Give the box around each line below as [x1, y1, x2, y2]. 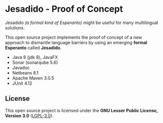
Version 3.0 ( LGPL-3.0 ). [5, 113, 54, 119]
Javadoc [12, 65, 30, 71]
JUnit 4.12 [12, 80, 33, 86]
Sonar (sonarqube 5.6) [12, 59, 58, 65]
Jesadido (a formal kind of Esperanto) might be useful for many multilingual [5, 20, 159, 25]
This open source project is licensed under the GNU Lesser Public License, [5, 107, 158, 113]
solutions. [5, 25, 25, 30]
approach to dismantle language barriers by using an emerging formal [5, 39, 147, 45]
